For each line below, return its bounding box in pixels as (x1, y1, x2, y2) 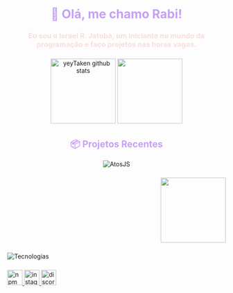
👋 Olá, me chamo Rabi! (51, 6, 182, 22)
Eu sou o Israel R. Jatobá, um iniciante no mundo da (28, 31, 205, 41)
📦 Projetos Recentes (70, 139, 163, 150)
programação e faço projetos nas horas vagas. (36, 39, 197, 49)
